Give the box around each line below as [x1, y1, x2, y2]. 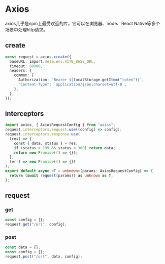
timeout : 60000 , [9, 63, 43, 69]
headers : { [9, 68, 32, 73]
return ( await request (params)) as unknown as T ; [9, 173, 113, 178]
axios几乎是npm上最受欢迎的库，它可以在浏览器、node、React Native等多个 [5, 20, 160, 26]
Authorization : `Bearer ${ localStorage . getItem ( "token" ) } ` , [18, 78, 144, 83]
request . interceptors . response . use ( [5, 132, 80, 137]
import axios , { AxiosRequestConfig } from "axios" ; [5, 123, 116, 128]
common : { [14, 73, 34, 78]
